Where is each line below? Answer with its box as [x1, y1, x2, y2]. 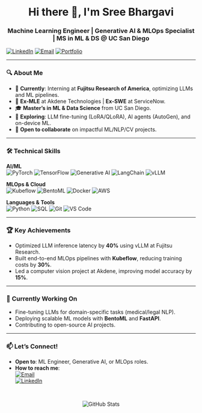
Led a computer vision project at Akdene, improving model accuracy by [14, 268, 192, 275]
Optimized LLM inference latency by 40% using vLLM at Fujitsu [14, 242, 173, 249]
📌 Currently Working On [6, 295, 78, 303]
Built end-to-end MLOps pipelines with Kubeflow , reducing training [14, 255, 182, 262]
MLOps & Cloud [6, 181, 46, 188]
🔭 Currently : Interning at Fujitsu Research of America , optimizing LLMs [14, 85, 194, 92]
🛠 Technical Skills [6, 147, 61, 155]
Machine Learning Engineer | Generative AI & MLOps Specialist [7, 26, 195, 35]
